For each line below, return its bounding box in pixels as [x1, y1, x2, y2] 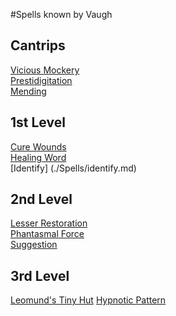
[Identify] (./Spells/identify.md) [10, 162, 137, 174]
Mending [10, 85, 47, 97]
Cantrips [10, 37, 66, 54]
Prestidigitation [10, 74, 73, 86]
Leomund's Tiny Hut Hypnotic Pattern [10, 294, 167, 306]
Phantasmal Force [10, 228, 85, 240]
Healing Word [10, 151, 67, 163]
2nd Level [10, 191, 73, 208]
